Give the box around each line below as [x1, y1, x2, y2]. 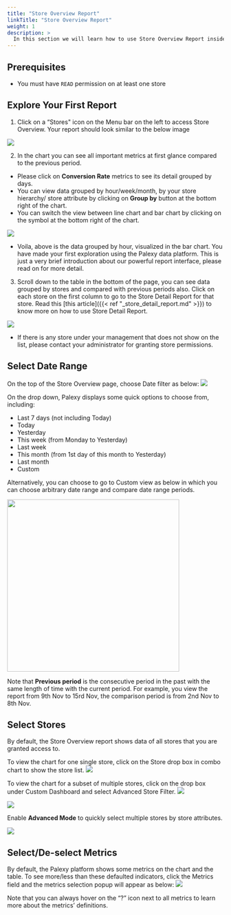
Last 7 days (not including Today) [16, 413, 112, 422]
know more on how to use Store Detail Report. [16, 307, 148, 315]
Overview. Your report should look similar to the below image [16, 125, 190, 133]
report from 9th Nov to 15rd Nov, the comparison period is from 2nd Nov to [7, 692, 219, 700]
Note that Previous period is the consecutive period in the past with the [7, 677, 210, 686]
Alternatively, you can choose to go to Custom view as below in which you [7, 478, 218, 486]
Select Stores [7, 719, 66, 730]
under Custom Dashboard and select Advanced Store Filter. [7, 788, 176, 796]
